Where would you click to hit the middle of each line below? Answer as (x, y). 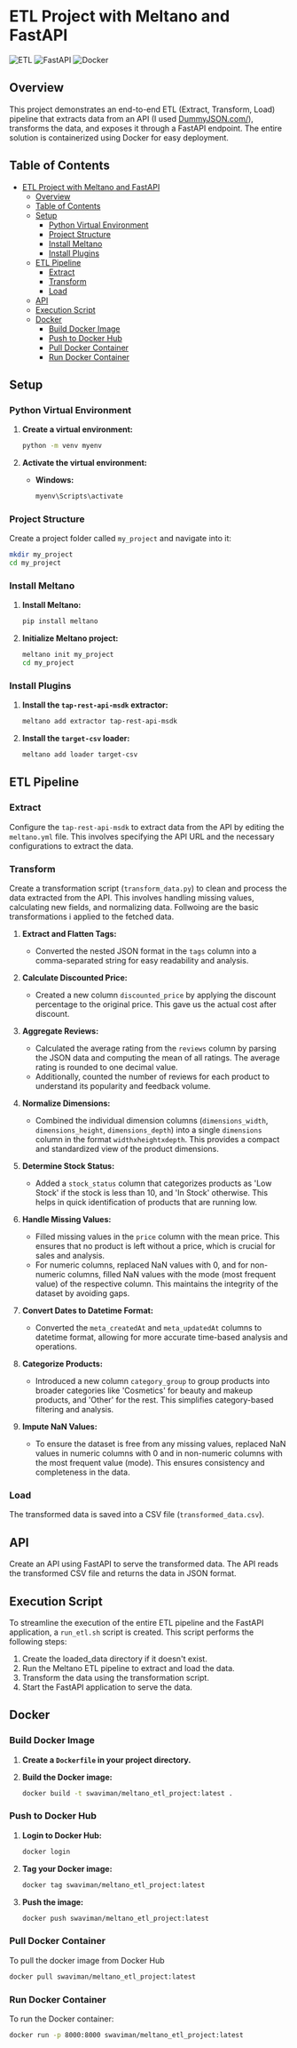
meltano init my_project (68, 655)
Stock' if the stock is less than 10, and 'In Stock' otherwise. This (152, 1192)
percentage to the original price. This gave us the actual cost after (156, 1004)
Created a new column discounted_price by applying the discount (156, 995)
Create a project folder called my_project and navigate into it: (121, 539)
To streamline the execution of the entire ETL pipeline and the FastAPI (137, 1622)
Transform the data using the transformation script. (116, 1677)
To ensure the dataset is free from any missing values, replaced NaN (160, 1444)
